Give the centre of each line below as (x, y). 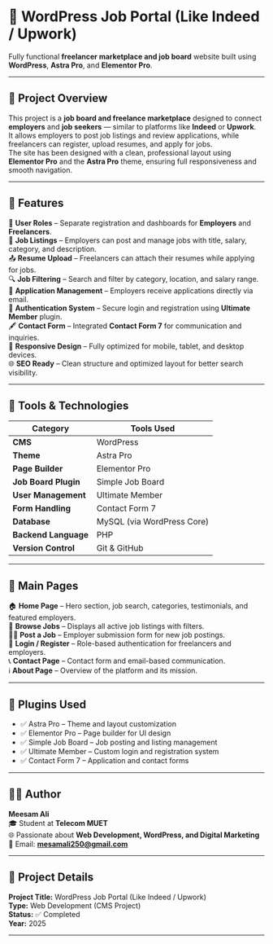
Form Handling (42, 508)
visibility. (23, 372)
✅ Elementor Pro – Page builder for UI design (95, 733)
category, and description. (53, 248)
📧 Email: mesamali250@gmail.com (68, 844)
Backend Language (51, 535)
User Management (50, 495)
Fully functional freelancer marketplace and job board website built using (132, 56)
